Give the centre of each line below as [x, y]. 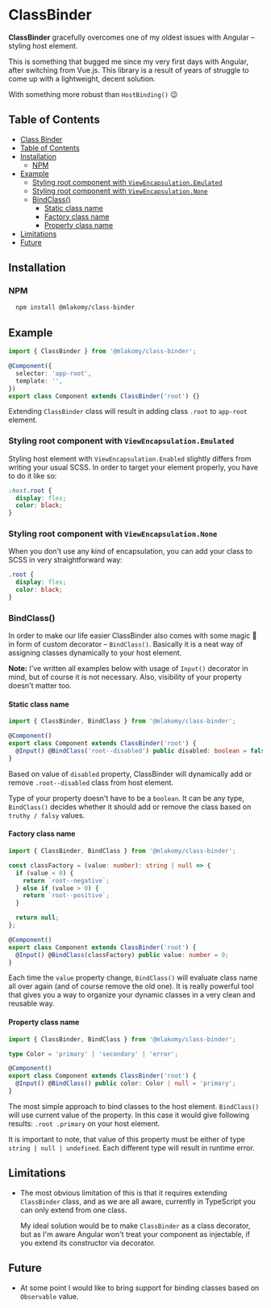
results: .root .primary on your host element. [84, 1123]
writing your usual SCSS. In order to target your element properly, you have [133, 467]
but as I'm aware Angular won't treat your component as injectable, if [135, 1234]
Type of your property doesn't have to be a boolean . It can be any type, [126, 798]
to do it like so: [33, 475]
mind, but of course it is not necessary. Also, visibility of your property [125, 677]
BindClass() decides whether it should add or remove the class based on [130, 807]
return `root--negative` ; [67, 880]
